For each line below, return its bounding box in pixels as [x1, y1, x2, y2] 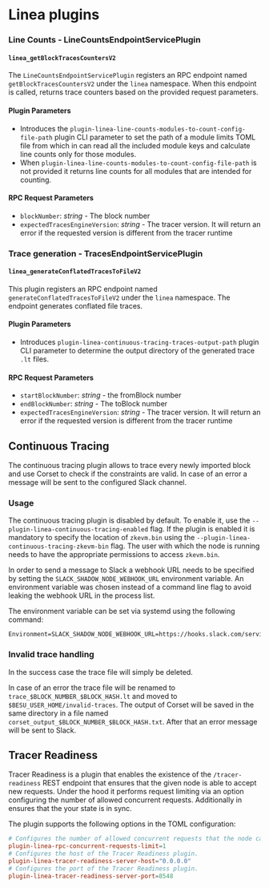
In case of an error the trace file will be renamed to [8, 683, 176, 692]
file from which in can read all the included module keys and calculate [19, 140, 251, 150]
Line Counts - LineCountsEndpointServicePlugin [8, 34, 202, 46]
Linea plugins [8, 6, 100, 24]
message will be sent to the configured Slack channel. [8, 478, 187, 487]
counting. [19, 175, 52, 184]
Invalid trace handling [8, 649, 94, 660]
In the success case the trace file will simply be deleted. [8, 667, 194, 676]
